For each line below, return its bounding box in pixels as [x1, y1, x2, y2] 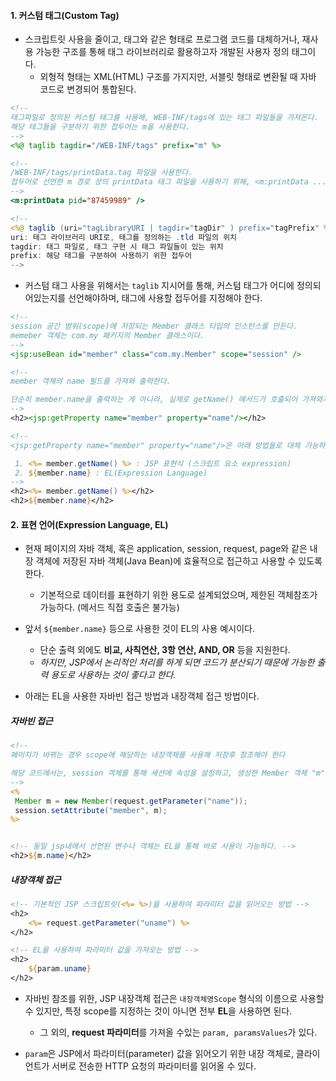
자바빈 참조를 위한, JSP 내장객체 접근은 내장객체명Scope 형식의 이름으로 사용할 [24, 992, 325, 1004]
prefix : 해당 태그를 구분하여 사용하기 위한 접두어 [10, 251, 192, 261]
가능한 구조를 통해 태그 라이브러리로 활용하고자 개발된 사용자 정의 [35, 46, 290, 58]
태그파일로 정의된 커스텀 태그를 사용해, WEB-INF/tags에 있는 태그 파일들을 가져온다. [10, 113, 319, 123]
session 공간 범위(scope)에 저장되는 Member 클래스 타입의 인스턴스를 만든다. [10, 321, 298, 332]
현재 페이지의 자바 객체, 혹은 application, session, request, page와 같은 [24, 543, 308, 555]
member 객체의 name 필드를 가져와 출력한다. [10, 376, 172, 387]
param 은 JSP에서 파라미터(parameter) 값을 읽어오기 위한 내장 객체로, [24, 1047, 294, 1059]
